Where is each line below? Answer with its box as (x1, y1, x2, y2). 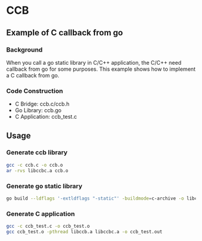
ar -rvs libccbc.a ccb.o (6, 167, 69, 174)
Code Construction (6, 86, 63, 95)
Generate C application (6, 209, 75, 218)
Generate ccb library (6, 148, 68, 156)
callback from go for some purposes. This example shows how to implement (6, 65, 196, 73)
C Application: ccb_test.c (14, 113, 77, 120)
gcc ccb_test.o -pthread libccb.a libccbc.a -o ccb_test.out (6, 228, 163, 234)
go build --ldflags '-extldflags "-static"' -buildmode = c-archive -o (6, 195, 185, 201)
